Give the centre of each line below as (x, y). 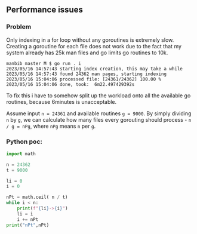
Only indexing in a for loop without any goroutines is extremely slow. (90, 40)
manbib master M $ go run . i (44, 63)
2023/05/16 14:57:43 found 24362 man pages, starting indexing (87, 74)
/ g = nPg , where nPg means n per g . (51, 126)
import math (21, 154)
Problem (19, 27)
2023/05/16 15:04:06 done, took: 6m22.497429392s (70, 84)
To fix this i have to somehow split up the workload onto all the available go (98, 96)
